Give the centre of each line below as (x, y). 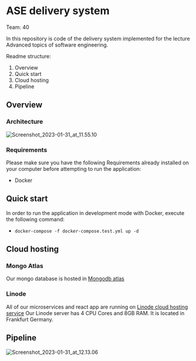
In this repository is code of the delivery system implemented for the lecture (98, 38)
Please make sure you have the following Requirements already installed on (98, 163)
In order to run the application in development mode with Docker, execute (95, 213)
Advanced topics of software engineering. (57, 45)
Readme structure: (29, 56)
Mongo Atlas (25, 266)
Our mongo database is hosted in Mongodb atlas (65, 279)
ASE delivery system (58, 11)
